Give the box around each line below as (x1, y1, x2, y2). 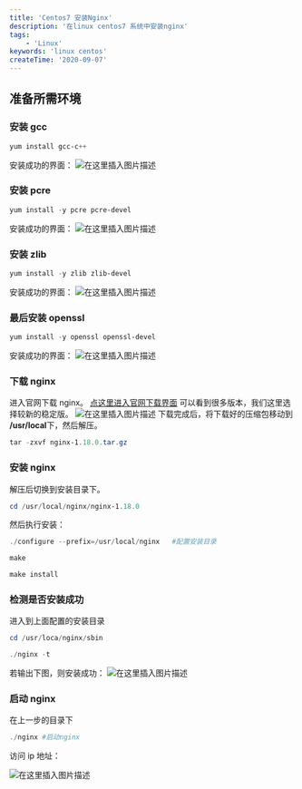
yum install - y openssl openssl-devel (9, 333, 156, 342)
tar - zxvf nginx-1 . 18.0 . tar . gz (9, 438, 128, 447)
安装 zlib (9, 248, 47, 260)
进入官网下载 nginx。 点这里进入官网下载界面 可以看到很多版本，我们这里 (9, 397, 283, 408)
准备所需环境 (9, 92, 82, 107)
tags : (9, 30, 30, 39)
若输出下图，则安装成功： (9, 667, 105, 678)
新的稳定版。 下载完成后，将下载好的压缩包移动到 (24, 409, 293, 420)
